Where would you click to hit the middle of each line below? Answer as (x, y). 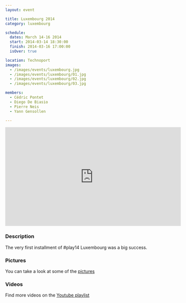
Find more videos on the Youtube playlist (47, 295)
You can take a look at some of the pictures (50, 271)
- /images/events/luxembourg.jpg (45, 70)
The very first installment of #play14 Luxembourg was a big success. (76, 247)
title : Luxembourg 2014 (30, 19)
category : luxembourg (28, 24)
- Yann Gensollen (28, 111)
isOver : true (23, 51)
